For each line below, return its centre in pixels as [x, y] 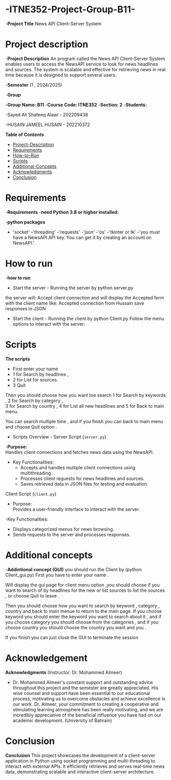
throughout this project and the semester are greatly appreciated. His [86, 688]
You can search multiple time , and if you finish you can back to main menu [84, 421]
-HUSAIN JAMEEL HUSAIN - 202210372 [48, 125]
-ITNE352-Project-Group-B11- [70, 9]
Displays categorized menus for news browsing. [63, 529]
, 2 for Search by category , [34, 401]
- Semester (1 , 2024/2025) [34, 85]
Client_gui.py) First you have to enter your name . [57, 575]
